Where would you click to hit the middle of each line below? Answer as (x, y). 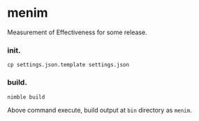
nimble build (26, 97)
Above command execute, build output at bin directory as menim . (99, 110)
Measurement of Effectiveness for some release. (78, 32)
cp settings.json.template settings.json (68, 65)
